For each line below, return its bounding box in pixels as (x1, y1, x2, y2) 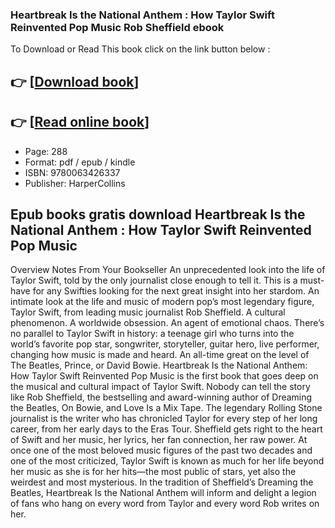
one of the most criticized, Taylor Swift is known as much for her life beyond (10, 455, 325, 467)
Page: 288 (24, 145, 68, 157)
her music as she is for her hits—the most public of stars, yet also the (10, 466, 297, 478)
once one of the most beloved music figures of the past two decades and (10, 444, 313, 457)
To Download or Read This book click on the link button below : (10, 43, 271, 55)
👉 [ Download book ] (10, 73, 140, 90)
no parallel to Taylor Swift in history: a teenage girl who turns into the (10, 328, 295, 340)
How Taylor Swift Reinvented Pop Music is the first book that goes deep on (10, 370, 319, 382)
